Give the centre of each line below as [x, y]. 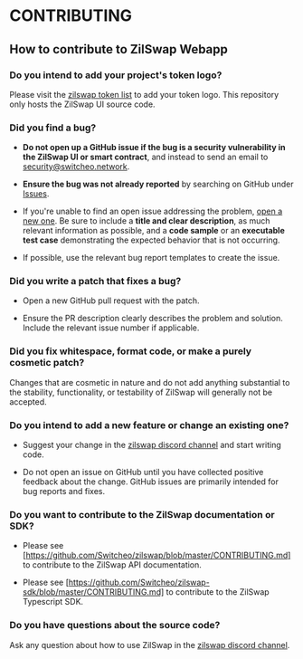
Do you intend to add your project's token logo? [116, 75]
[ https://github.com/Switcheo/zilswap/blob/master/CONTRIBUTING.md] [156, 555]
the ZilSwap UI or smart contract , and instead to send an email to [145, 157]
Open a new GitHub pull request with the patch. [111, 301]
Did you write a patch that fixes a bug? [95, 282]
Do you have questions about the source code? [115, 626]
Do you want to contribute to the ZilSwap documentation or [142, 514]
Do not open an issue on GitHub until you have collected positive [143, 473]
